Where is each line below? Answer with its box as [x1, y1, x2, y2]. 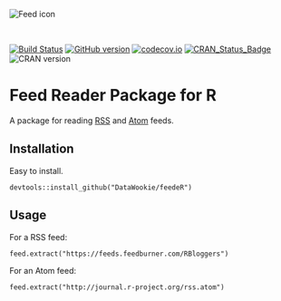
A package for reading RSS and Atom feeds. [9, 114, 174, 126]
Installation [9, 141, 74, 157]
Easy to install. [9, 165, 63, 176]
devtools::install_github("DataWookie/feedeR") [9, 182, 193, 192]
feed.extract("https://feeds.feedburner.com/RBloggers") [9, 249, 229, 258]
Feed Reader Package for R [9, 85, 218, 106]
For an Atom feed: [9, 265, 77, 276]
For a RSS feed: [9, 231, 68, 242]
